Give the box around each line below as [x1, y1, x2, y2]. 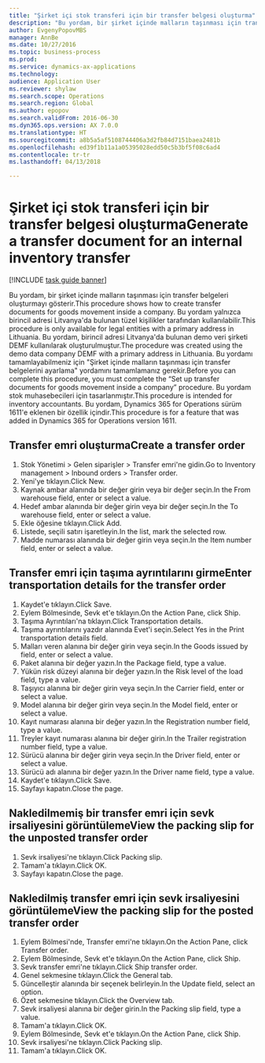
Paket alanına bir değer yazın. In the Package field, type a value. [20, 658, 226, 667]
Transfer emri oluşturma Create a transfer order [9, 439, 246, 452]
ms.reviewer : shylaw [9, 84, 77, 93]
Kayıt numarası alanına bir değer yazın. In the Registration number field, [20, 716, 251, 726]
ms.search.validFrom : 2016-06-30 [9, 114, 119, 122]
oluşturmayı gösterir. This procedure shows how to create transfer [9, 299, 222, 308]
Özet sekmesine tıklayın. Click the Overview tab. [20, 996, 175, 1005]
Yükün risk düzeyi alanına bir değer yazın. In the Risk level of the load [20, 667, 243, 676]
